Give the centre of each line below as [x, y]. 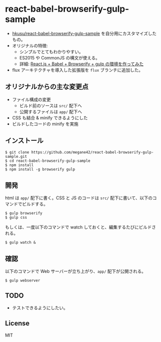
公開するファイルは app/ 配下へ [51, 112]
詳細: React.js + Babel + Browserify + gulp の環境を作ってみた [81, 64]
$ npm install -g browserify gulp [40, 169]
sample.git [16, 156]
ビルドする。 [35, 204]
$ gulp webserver [23, 281]
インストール [24, 141]
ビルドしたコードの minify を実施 [45, 124]
